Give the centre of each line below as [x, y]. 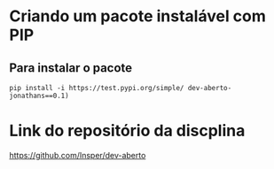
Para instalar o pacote [71, 68]
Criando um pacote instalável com [137, 16]
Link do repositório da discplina [127, 131]
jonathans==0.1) [39, 96]
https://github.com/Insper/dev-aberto [78, 155]
